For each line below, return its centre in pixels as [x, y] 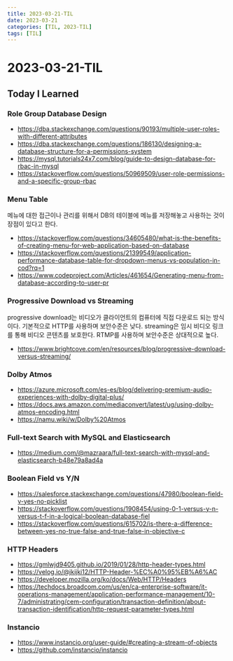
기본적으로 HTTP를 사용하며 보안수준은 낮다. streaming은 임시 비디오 [116, 326]
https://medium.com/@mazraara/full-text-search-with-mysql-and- [113, 453]
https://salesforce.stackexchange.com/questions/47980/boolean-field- [120, 493]
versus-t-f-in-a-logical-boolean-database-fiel [84, 516]
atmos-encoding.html [48, 412]
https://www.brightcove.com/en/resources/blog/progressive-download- [121, 348]
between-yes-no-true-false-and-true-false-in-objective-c [101, 531]
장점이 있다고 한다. [33, 224]
